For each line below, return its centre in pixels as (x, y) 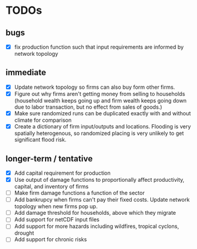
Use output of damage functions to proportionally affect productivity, (99, 180)
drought (24, 233)
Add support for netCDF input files (57, 220)
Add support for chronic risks (51, 239)
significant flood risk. (40, 140)
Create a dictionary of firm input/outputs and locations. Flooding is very (102, 127)
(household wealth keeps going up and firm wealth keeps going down (100, 100)
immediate (26, 73)
